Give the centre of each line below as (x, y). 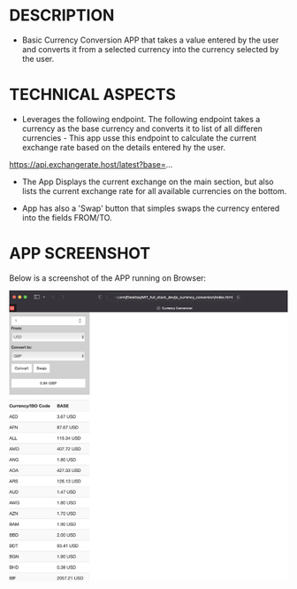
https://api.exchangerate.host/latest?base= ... (91, 164)
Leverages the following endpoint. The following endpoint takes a (141, 119)
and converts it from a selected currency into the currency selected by (150, 49)
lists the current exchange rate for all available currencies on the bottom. (154, 190)
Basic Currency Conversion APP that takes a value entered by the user (150, 40)
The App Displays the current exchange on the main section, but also (148, 182)
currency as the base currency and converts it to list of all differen (142, 128)
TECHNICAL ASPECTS (93, 95)
